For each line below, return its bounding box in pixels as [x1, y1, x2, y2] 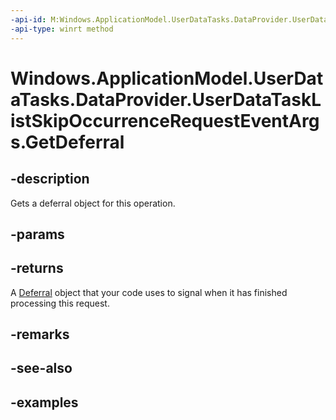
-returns [10, 260, 64, 277]
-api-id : [10, 14, 47, 25]
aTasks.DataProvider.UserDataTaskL [10, 88, 322, 111]
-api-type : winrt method [10, 24, 114, 34]
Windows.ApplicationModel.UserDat [10, 67, 324, 90]
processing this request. [10, 297, 110, 309]
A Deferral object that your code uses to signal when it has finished [10, 286, 288, 298]
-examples [10, 394, 79, 411]
